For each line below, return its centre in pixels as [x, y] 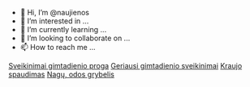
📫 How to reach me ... [58, 47]
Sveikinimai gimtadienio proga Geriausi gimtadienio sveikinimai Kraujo [125, 66]
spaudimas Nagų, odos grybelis [62, 74]
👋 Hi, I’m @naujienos [54, 12]
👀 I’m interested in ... [54, 21]
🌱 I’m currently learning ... [63, 29]
